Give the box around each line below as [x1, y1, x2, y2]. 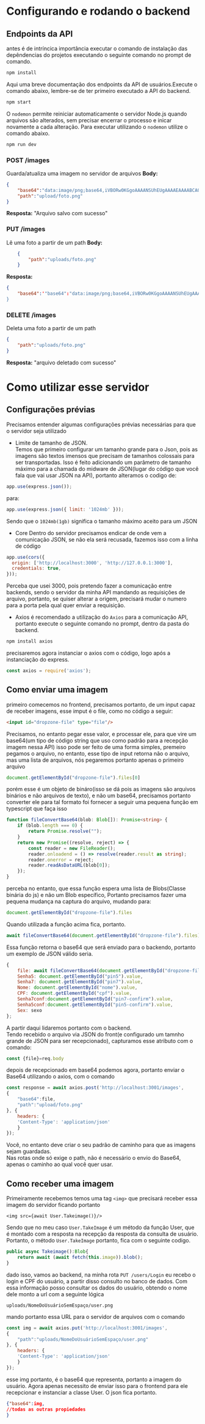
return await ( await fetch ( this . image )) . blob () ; [17, 1255, 143, 1261]
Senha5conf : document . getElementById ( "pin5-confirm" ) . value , [17, 1002, 173, 1008]
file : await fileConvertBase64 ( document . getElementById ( [17, 967, 165, 973]
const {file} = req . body [6, 1055, 64, 1061]
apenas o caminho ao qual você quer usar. [6, 1160, 113, 1168]
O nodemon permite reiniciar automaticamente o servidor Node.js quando [6, 110, 187, 117]
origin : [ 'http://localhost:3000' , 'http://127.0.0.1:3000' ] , [12, 559, 173, 566]
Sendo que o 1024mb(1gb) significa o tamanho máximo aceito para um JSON [6, 517, 197, 525]
